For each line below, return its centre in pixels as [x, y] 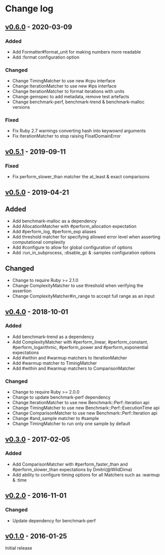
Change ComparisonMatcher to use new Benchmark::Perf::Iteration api [85, 413]
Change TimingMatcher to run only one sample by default [71, 424]
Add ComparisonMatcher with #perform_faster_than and [70, 464]
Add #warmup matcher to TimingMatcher [55, 363]
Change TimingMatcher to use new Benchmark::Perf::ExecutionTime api [86, 408]
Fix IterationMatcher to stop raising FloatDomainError [67, 136]
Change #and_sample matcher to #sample [55, 418]
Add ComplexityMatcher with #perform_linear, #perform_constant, [80, 342]
